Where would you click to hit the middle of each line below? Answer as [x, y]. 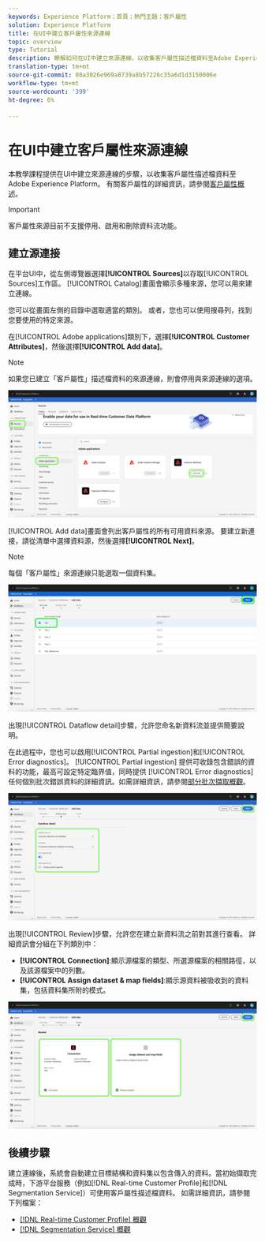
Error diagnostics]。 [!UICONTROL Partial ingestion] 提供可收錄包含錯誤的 [128, 761]
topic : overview [35, 42]
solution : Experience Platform [60, 25]
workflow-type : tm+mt [44, 83]
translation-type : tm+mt [49, 67]
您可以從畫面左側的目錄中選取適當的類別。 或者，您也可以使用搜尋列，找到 [130, 310]
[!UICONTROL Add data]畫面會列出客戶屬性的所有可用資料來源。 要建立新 [128, 531]
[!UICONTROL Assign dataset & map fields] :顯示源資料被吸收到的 [127, 980]
